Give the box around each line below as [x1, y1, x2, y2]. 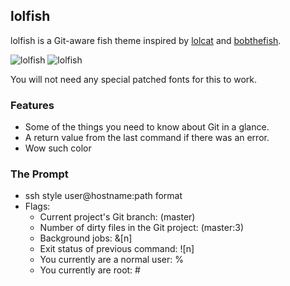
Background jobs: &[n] [39, 232, 133, 244]
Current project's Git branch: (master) [39, 211, 196, 223]
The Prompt [10, 167, 69, 181]
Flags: [24, 200, 51, 213]
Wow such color [24, 142, 92, 154]
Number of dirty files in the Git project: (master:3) [39, 222, 245, 234]
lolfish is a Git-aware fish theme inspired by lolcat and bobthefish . [10, 34, 282, 46]
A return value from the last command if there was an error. [24, 132, 270, 144]
